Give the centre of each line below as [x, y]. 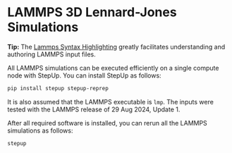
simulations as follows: [40, 130]
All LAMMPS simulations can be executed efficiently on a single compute [113, 68]
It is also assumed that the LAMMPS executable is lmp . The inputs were [110, 102]
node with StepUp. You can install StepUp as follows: [84, 75]
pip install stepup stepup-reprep [58, 88]
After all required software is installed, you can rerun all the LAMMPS [108, 123]
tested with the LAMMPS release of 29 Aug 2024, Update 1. [94, 109]
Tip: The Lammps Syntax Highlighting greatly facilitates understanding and [116, 47]
